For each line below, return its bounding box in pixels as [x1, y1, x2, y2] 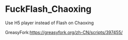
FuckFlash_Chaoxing [5, 3, 92, 15]
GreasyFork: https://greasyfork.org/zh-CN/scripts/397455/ [5, 29, 123, 35]
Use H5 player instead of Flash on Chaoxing [5, 20, 94, 26]
